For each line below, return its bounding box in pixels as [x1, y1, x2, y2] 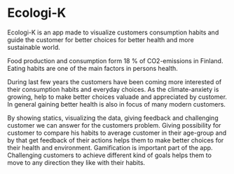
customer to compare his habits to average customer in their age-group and [7, 128, 227, 137]
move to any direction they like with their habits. [7, 158, 146, 166]
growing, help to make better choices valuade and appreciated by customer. [7, 93, 228, 101]
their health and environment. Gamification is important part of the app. [7, 143, 213, 152]
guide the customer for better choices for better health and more [7, 35, 194, 43]
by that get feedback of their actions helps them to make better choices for [7, 135, 224, 145]
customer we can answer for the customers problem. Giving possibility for [7, 121, 221, 129]
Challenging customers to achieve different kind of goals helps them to [7, 151, 212, 159]
